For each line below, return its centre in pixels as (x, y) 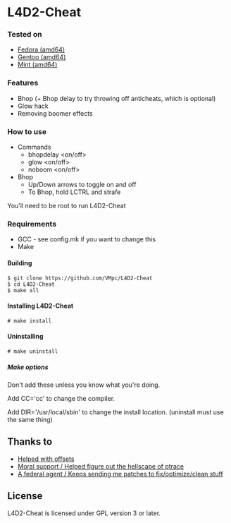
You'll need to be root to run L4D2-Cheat (67, 206)
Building (20, 263)
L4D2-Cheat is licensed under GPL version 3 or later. (84, 513)
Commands (34, 147)
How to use (27, 131)
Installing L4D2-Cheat (40, 306)
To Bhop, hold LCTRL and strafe (74, 192)
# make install (30, 321)
